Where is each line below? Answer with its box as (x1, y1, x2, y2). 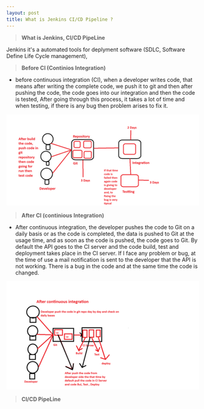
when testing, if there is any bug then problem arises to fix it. (15, 101, 169, 109)
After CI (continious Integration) (21, 212, 104, 219)
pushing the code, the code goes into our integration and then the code (15, 89, 195, 96)
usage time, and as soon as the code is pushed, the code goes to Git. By (15, 236, 198, 244)
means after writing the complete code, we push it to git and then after (15, 83, 193, 90)
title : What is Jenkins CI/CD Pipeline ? (6, 16, 114, 23)
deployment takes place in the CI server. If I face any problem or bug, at (15, 249, 196, 257)
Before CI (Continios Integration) (21, 64, 106, 72)
